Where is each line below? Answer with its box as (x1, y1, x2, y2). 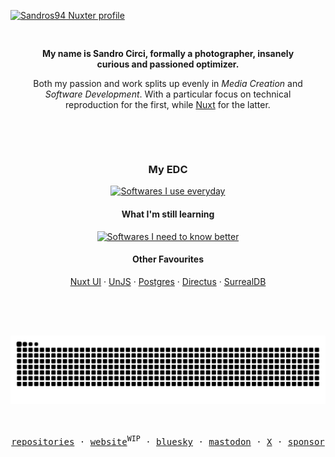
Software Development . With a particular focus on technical (44, 88, 292, 100)
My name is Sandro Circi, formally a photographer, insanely (41, 48, 295, 59)
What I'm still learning (121, 208, 215, 220)
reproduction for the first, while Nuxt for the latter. (65, 99, 271, 110)
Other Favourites (131, 253, 205, 265)
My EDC (148, 162, 188, 176)
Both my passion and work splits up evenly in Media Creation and (33, 78, 303, 89)
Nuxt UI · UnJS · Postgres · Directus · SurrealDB (69, 275, 267, 287)
